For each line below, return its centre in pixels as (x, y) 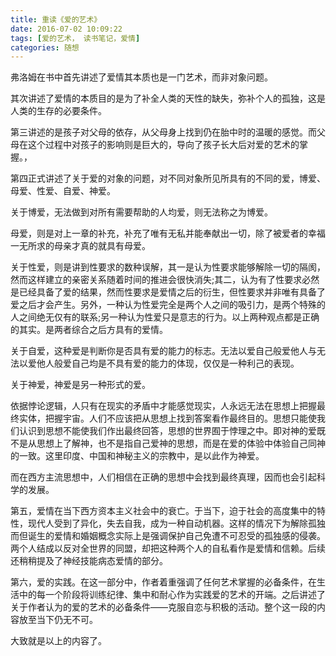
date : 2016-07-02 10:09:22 (66, 29)
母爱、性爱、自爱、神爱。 (63, 191)
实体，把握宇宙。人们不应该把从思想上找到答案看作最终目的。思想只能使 (167, 418)
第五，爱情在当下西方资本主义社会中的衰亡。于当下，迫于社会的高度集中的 (163, 511)
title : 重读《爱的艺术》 (56, 19)
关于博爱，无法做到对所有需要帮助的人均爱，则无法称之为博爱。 (141, 212)
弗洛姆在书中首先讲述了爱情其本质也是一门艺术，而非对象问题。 (141, 77)
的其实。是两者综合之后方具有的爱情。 (89, 330)
